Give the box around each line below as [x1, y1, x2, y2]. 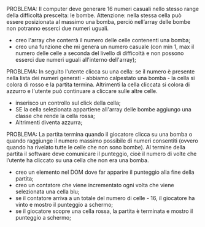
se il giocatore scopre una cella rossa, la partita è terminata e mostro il [15, 207, 193, 215]
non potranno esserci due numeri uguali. [6, 24, 109, 32]
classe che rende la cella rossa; [15, 113, 95, 119]
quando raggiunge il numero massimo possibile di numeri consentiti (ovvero [6, 137, 198, 144]
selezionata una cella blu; [15, 188, 80, 195]
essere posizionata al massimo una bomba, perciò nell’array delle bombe [6, 18, 191, 25]
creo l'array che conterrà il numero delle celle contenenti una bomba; [15, 37, 191, 43]
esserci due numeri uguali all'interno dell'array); [15, 56, 137, 63]
